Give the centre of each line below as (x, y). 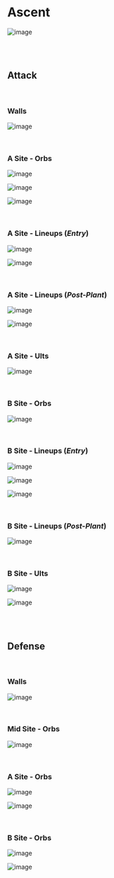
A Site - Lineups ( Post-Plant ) (57, 295)
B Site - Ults (28, 573)
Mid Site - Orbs (33, 729)
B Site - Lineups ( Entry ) (48, 451)
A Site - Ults (28, 356)
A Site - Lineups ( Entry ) (48, 233)
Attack (22, 75)
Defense (26, 646)
